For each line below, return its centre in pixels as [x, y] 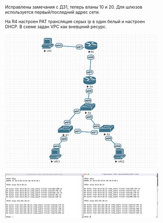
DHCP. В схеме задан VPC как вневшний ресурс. [56, 27]
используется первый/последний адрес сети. [53, 12]
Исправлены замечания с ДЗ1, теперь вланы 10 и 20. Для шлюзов [74, 7]
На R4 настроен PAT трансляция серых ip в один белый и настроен [75, 22]
